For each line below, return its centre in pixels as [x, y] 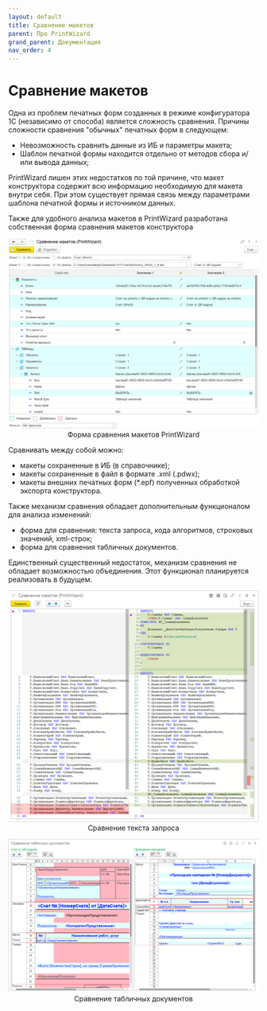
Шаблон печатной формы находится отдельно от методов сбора [130, 154]
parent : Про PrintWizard [49, 33]
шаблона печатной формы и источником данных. [92, 203]
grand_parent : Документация [55, 42]
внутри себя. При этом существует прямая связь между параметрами [129, 194]
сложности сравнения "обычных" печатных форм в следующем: [118, 130]
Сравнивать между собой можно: [66, 450]
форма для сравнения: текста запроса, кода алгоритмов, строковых [136, 531]
